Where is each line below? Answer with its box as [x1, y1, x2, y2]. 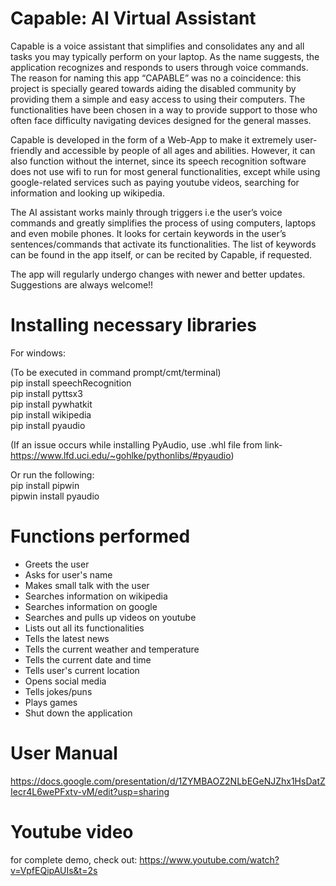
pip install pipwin [10, 479, 80, 491]
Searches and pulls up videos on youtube [24, 611, 197, 623]
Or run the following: [10, 468, 95, 481]
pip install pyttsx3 [10, 387, 83, 399]
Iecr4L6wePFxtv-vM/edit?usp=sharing [10, 785, 170, 797]
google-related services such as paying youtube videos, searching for [10, 176, 300, 188]
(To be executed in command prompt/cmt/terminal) [10, 366, 222, 378]
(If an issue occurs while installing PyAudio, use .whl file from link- [10, 438, 283, 451]
